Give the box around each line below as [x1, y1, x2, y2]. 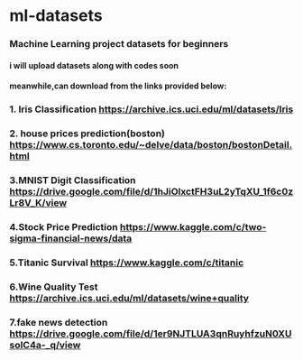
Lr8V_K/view [9, 197, 68, 209]
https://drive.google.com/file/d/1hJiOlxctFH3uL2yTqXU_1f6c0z [9, 186, 294, 198]
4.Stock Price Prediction [9, 220, 119, 233]
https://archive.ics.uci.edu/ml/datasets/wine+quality [9, 291, 250, 304]
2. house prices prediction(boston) [9, 127, 165, 140]
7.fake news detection [9, 316, 108, 328]
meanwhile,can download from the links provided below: [9, 80, 227, 91]
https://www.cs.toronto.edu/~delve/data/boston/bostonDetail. [9, 139, 293, 152]
